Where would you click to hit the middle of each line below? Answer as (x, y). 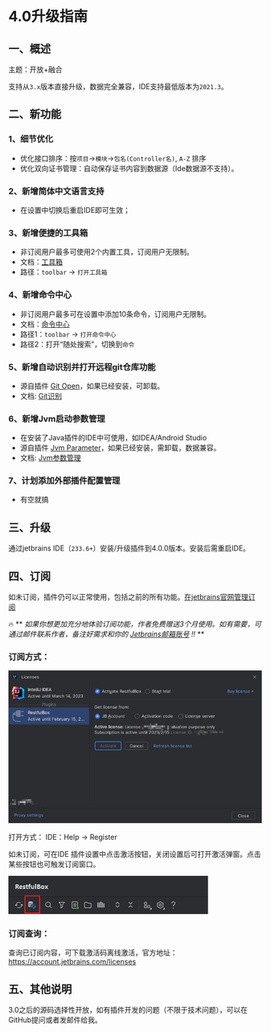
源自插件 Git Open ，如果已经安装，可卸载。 (92, 386)
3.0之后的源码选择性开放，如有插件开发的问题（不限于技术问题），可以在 (128, 1009)
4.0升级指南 (48, 16)
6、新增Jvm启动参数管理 (57, 419)
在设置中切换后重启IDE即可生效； (75, 210)
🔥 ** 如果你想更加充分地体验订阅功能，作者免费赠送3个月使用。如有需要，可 (135, 625)
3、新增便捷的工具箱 (48, 232)
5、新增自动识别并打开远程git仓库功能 (82, 367)
